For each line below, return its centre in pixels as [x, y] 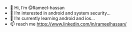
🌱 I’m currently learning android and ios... [52, 18]
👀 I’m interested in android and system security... [60, 13]
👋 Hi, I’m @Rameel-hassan [37, 8]
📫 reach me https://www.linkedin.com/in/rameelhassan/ [68, 24]
